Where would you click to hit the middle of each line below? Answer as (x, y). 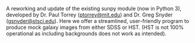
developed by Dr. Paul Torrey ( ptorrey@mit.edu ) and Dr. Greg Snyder (90, 15)
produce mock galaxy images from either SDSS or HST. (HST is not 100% (95, 27)
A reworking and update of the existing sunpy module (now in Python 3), (94, 9)
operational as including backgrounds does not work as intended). (86, 34)
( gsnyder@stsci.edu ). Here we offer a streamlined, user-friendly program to (98, 21)
